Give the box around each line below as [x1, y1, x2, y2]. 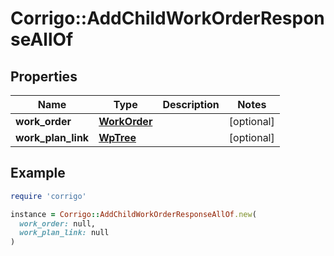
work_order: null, [19, 218, 97, 229]
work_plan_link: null [19, 228, 110, 238]
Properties [10, 68, 78, 85]
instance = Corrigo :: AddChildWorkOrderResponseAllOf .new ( [10, 209, 257, 219]
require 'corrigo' [10, 191, 87, 201]
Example [10, 165, 66, 182]
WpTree [98, 131, 137, 144]
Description [162, 98, 220, 111]
